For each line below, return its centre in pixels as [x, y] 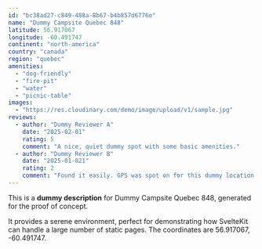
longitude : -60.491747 [45, 37]
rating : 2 [38, 168]
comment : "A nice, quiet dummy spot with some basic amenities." [131, 146]
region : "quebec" [36, 60]
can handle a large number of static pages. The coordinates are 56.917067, [129, 229]
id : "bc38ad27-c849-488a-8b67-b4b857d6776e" [82, 15]
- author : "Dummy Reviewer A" [64, 125]
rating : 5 [38, 139]
